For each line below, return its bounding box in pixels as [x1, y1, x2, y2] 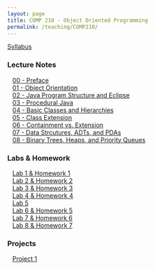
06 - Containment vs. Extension [12, 121, 103, 129]
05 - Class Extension [12, 113, 73, 121]
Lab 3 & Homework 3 [12, 184, 73, 192]
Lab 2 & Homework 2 [12, 176, 73, 184]
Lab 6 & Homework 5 [12, 206, 73, 215]
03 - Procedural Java [12, 98, 73, 107]
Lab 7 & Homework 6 [12, 213, 73, 222]
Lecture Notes [7, 60, 57, 70]
